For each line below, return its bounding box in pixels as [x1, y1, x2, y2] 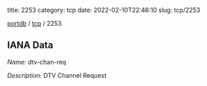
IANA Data [7, 40, 53, 51]
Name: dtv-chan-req [7, 58, 67, 66]
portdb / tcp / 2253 [7, 19, 62, 27]
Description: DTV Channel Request [7, 71, 107, 79]
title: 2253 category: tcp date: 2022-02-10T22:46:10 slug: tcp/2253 [7, 6, 201, 14]
